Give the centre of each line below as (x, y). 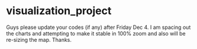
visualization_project (59, 11)
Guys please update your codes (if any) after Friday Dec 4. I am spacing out (98, 27)
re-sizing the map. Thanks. (39, 40)
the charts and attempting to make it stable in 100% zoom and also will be (96, 33)
